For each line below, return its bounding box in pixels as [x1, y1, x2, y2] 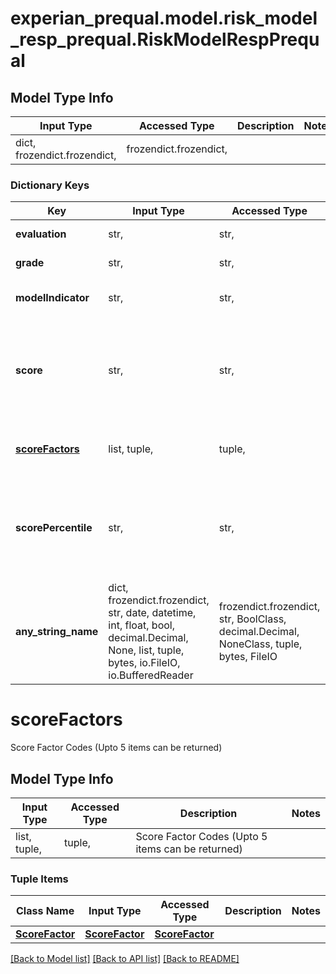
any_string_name [15, 625, 99, 639]
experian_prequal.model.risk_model [10, 7, 318, 30]
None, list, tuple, [108, 643, 185, 657]
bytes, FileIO [218, 650, 278, 664]
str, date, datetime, [108, 606, 197, 620]
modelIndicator [15, 291, 90, 305]
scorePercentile [15, 521, 93, 535]
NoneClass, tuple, [218, 637, 303, 651]
